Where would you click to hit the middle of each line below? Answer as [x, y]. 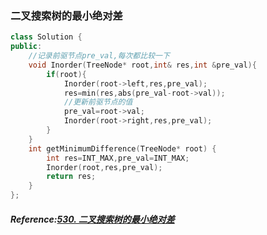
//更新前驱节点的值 [98, 102]
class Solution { [46, 37]
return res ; [71, 177]
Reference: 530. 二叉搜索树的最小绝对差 [92, 219]
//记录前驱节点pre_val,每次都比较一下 [99, 56]
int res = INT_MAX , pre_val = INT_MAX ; [118, 158]
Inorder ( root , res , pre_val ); [104, 167]
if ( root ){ [66, 74]
